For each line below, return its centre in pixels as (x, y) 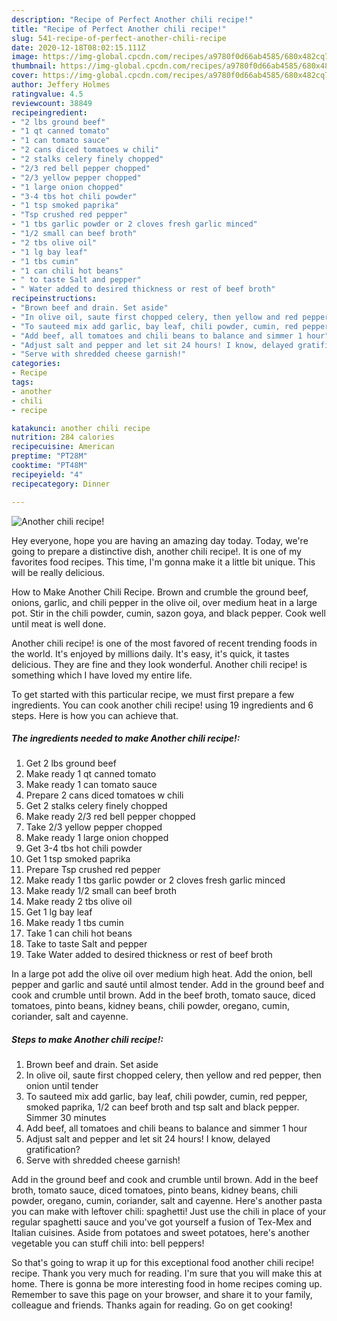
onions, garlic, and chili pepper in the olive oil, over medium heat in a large (164, 602)
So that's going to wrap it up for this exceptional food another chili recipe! (163, 1263)
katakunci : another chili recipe (81, 428)
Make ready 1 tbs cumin (74, 923)
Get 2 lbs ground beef (71, 763)
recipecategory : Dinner (61, 484)
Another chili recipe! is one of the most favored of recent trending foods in (164, 643)
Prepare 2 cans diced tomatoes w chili (104, 795)
